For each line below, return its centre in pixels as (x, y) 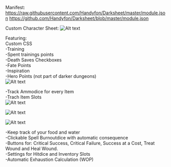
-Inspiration (17, 71)
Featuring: (16, 38)
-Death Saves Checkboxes (34, 60)
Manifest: (15, 7)
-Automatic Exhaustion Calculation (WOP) (50, 159)
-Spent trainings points (30, 54)
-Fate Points (18, 65)
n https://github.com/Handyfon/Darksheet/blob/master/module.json (77, 18)
